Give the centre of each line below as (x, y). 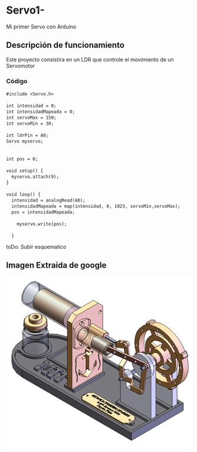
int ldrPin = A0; (27, 136)
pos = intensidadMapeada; (43, 212)
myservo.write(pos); (42, 224)
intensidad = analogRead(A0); (48, 201)
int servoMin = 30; (30, 124)
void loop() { (24, 195)
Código (17, 81)
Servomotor (21, 66)
